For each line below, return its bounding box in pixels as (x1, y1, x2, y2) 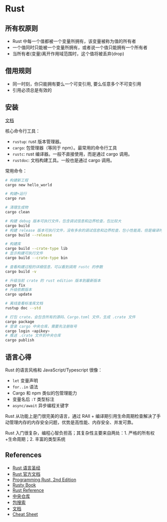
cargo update (5, 292, 32, 297)
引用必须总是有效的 (12, 87, 52, 93)
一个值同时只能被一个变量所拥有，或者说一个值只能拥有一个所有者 (12, 44, 148, 50)
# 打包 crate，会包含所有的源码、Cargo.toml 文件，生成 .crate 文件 (5, 315, 136, 320)
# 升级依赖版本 (5, 287, 32, 292)
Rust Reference (12, 487, 44, 493)
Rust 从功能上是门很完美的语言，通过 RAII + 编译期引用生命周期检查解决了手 (5, 413, 161, 419)
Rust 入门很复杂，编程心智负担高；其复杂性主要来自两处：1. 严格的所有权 (5, 430, 155, 436)
